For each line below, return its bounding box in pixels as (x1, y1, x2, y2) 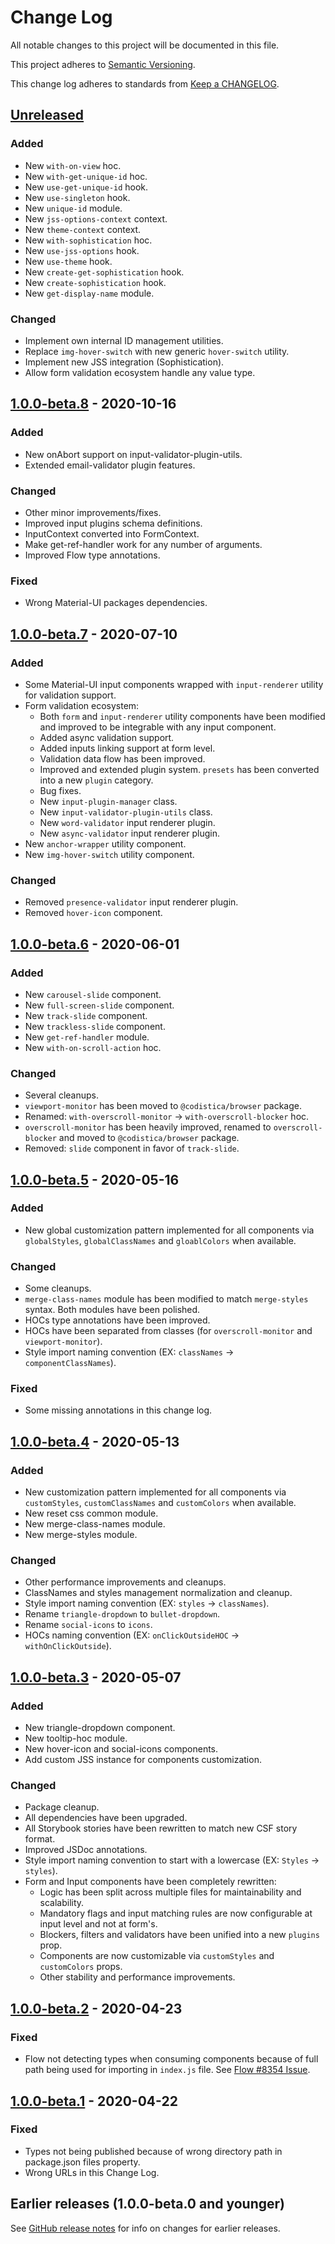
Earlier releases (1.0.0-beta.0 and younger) (10, 2196, 285, 2213)
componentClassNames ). (24, 1357, 117, 1369)
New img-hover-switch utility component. (24, 848, 195, 860)
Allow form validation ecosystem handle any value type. (24, 366, 256, 378)
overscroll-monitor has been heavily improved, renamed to (24, 1121, 272, 1133)
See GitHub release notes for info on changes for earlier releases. (10, 2222, 281, 2234)
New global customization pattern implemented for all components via (24, 1224, 315, 1236)
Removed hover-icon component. (24, 907, 163, 919)
